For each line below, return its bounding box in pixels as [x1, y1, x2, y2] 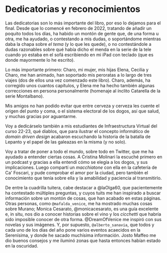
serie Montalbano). [5, 93, 44, 99]
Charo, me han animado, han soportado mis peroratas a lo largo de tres [5, 72, 152, 78]
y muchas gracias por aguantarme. [5, 113, 77, 119]
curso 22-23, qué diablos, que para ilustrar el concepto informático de [5, 128, 150, 134]
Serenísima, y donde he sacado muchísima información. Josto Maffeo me [5, 232, 157, 238]
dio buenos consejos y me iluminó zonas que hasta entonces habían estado [5, 238, 161, 244]
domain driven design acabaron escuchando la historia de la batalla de [5, 133, 151, 139]
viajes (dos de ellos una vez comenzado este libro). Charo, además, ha [5, 77, 151, 83]
